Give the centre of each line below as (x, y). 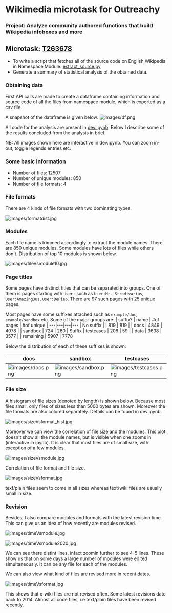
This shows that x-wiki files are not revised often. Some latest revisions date (85, 594)
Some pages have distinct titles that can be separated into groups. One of (83, 288)
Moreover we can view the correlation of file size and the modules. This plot (85, 431)
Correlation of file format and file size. (45, 468)
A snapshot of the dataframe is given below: (52, 117)
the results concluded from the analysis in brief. (56, 133)
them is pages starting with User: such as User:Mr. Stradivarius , (74, 294)
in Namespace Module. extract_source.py (57, 66)
